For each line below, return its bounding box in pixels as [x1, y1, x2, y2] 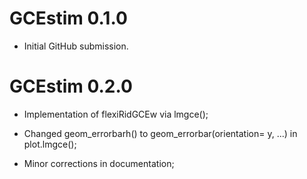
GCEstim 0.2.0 [9, 75, 133, 98]
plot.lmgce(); [23, 138, 77, 150]
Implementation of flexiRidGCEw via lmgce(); [23, 108, 209, 120]
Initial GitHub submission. [23, 40, 129, 52]
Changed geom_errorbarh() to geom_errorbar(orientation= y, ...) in [23, 127, 298, 139]
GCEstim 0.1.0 [9, 7, 128, 30]
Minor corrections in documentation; [23, 157, 175, 169]
